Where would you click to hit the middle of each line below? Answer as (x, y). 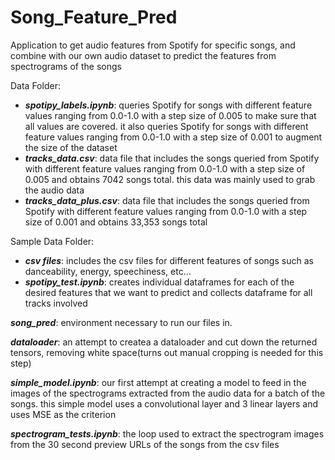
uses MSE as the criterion (63, 414)
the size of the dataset (71, 147)
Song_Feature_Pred (94, 17)
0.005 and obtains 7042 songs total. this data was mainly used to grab (170, 179)
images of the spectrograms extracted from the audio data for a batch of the (168, 393)
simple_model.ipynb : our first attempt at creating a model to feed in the (158, 382)
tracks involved (56, 303)
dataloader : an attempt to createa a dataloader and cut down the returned (164, 342)
